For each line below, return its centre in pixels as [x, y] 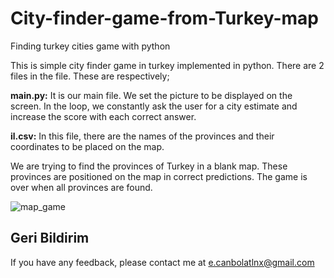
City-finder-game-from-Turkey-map [165, 18]
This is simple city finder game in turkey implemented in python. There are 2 [167, 65]
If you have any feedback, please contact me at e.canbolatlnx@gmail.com [162, 262]
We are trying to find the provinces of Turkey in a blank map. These [149, 166]
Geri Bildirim [50, 238]
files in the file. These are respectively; [90, 76]
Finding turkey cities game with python [90, 46]
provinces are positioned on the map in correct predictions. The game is [159, 176]
